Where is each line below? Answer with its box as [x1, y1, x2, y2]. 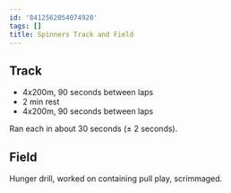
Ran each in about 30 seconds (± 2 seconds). [9, 123, 178, 135]
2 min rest [21, 96, 60, 108]
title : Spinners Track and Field [9, 30, 134, 39]
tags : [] [9, 22, 42, 31]
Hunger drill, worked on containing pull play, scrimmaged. [9, 173, 223, 184]
